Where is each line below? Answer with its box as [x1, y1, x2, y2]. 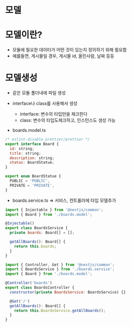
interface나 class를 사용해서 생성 [12, 100, 78, 106]
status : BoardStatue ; [9, 160, 55, 165]
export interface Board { [5, 141, 59, 146]
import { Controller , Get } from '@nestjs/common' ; [5, 262, 115, 267]
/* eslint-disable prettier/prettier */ [5, 137, 91, 142]
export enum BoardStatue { [5, 174, 61, 179]
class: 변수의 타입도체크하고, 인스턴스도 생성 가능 [19, 117, 116, 123]
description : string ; [9, 155, 55, 160]
